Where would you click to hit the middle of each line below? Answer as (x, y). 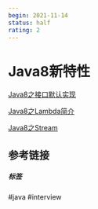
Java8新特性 (49, 71)
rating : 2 (24, 30)
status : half (29, 23)
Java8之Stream (33, 128)
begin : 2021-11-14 (38, 15)
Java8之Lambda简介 (42, 112)
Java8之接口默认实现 (42, 94)
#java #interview (35, 196)
